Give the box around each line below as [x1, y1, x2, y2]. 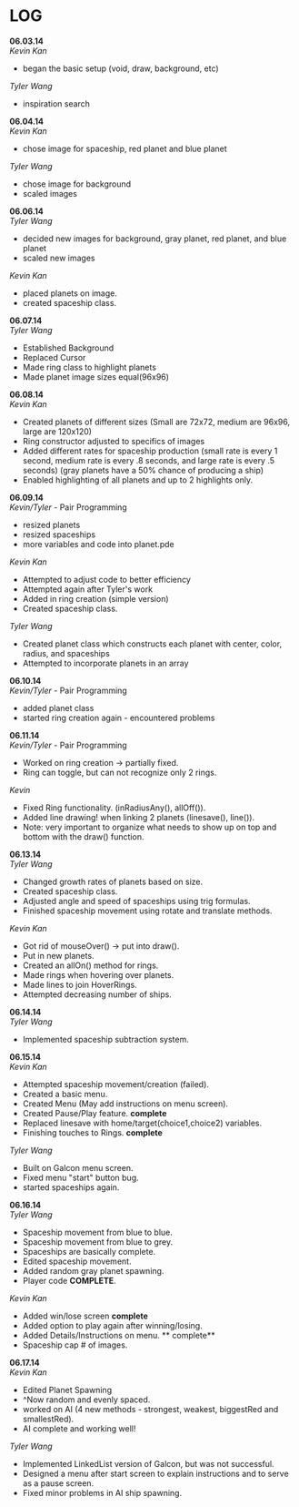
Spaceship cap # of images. [22, 1339, 128, 1350]
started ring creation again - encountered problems [22, 712, 215, 723]
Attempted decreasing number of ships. [22, 989, 173, 1000]
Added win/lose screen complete [22, 1310, 148, 1321]
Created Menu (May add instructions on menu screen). [22, 1098, 229, 1109]
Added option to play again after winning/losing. [22, 1319, 203, 1330]
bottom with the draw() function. [22, 830, 145, 842]
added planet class [22, 702, 95, 713]
